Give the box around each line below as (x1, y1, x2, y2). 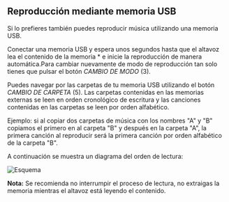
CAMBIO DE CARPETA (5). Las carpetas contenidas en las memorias (7, 88, 205, 96)
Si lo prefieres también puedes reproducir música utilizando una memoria (7, 24, 219, 32)
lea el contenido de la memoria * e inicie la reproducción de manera (7, 52, 202, 61)
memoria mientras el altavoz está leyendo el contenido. (7, 186, 166, 194)
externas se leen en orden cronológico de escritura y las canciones (7, 95, 201, 104)
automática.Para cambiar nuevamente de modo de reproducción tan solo (7, 59, 218, 68)
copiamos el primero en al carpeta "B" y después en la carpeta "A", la (7, 123, 207, 132)
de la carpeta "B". (7, 139, 58, 147)
